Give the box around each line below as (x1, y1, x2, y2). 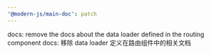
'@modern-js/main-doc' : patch (7, 10, 98, 18)
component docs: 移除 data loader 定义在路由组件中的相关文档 (7, 38, 191, 47)
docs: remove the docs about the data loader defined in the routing (7, 30, 205, 38)
